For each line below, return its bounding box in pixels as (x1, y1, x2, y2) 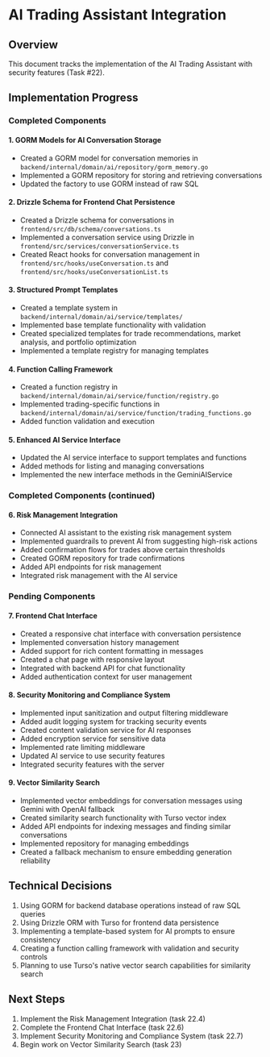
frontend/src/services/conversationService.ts (19, 242, 180, 251)
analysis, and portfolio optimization (19, 337, 137, 347)
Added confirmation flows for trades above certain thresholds (19, 545, 226, 555)
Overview (8, 38, 59, 52)
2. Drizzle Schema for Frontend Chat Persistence (8, 198, 176, 207)
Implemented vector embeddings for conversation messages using (19, 796, 243, 805)
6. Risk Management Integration (8, 510, 118, 519)
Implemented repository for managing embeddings (19, 839, 189, 848)
